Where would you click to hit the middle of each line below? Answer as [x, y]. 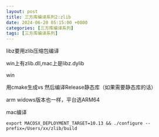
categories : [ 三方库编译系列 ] [40, 28]
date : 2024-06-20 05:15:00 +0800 [47, 22]
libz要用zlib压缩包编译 [33, 51]
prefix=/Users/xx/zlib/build [42, 129]
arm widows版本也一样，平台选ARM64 [53, 100]
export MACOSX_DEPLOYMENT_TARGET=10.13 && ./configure [75, 123]
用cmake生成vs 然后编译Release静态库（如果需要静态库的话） [81, 87]
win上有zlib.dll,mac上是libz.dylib [45, 64]
